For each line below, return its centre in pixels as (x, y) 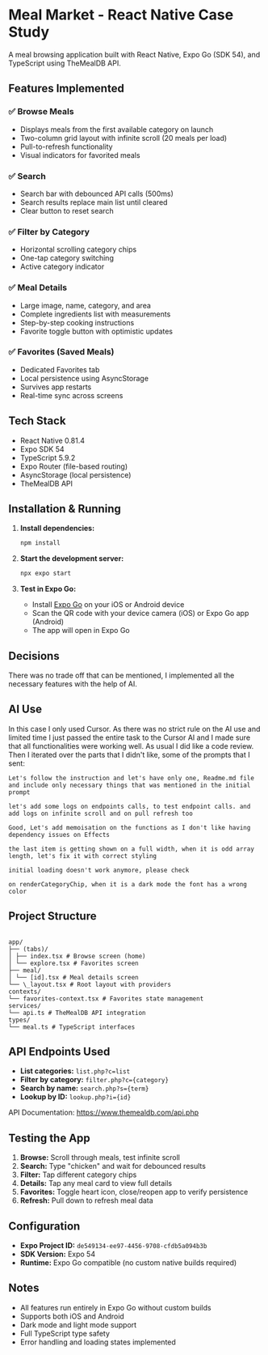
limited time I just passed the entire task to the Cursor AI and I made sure (130, 737)
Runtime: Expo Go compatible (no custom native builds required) (128, 1263)
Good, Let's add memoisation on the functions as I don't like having (130, 827)
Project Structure (52, 916)
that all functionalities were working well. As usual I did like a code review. (131, 745)
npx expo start (46, 573)
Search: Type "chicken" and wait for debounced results (113, 1166)
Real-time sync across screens (71, 395)
